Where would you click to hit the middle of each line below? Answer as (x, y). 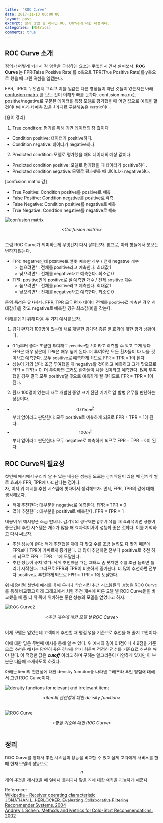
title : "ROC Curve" (26, 10)
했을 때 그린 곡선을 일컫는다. (37, 78)
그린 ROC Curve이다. (30, 678)
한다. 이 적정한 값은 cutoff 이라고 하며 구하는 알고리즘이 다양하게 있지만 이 (81, 655)
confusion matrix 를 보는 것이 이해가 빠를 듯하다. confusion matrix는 (71, 95)
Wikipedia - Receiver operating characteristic (50, 795)
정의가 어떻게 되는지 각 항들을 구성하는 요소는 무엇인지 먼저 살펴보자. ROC (75, 66)
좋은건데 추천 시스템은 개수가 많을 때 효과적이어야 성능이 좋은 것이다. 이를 (74, 527)
